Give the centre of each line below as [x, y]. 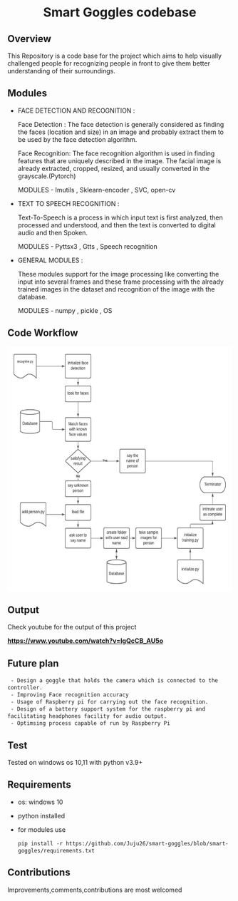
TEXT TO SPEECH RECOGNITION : [68, 203]
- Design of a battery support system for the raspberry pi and [108, 709]
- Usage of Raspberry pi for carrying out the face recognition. [109, 702]
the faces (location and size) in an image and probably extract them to [121, 132]
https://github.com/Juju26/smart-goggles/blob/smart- [148, 843]
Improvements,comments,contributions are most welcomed [95, 890]
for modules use [42, 829]
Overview [30, 39]
